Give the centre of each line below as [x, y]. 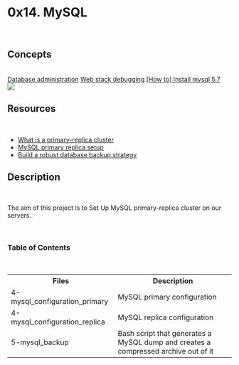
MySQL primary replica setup [61, 147]
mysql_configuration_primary [60, 301]
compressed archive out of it [166, 351]
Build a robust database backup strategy [77, 154]
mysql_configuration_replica [58, 322]
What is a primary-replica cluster [65, 139]
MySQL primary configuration [167, 297]
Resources [32, 109]
